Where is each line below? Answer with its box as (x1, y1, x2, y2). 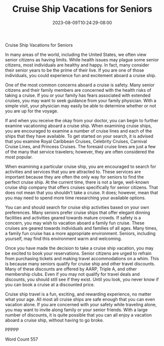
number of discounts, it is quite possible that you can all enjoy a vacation (5, 312, 152, 318)
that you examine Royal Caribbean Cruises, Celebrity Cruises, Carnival (5, 138, 147, 144)
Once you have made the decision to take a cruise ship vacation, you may (5, 245, 154, 251)
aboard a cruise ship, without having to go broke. (5, 317, 104, 323)
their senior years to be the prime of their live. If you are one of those (5, 67, 144, 73)
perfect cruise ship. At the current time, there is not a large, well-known (5, 179, 149, 185)
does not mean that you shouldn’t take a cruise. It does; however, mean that (5, 189, 158, 195)
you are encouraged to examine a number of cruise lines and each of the (5, 128, 152, 133)
